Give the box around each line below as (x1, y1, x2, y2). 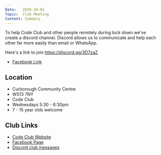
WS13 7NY (12, 91, 34, 97)
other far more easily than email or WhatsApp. (5, 40, 98, 46)
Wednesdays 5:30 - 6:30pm (12, 102, 69, 108)
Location (5, 73, 33, 81)
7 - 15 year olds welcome (12, 107, 63, 113)
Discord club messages (12, 145, 60, 150)
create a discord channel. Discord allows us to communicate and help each (5, 35, 156, 41)
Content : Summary (5, 16, 40, 21)
